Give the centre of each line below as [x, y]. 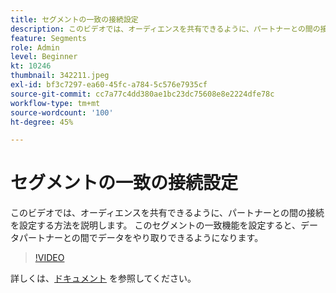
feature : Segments [48, 38]
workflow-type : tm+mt [55, 103]
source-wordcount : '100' [62, 112]
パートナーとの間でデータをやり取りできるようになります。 [141, 238]
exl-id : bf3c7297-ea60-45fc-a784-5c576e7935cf [109, 85]
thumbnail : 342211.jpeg [60, 76]
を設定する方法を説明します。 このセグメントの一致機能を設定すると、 [155, 225]
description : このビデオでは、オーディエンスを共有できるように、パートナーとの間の [165, 29]
